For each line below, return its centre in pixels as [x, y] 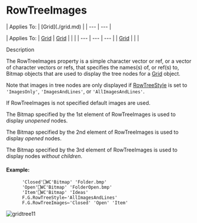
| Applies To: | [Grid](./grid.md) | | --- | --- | [59, 27]
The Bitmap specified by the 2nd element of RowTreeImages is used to [92, 132]
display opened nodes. [34, 138]
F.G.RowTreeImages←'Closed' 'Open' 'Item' [75, 203]
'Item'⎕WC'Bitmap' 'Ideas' [55, 193]
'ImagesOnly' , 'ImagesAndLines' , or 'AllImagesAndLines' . [75, 91]
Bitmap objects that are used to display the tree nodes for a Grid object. [93, 73]
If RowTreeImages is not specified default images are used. [78, 103]
